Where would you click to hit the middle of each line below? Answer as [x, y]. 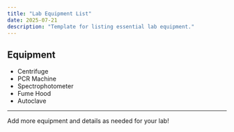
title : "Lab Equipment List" [49, 14]
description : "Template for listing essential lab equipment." [101, 26]
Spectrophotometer [45, 86]
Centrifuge [33, 72]
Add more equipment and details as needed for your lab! [88, 121]
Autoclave [32, 101]
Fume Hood [34, 94]
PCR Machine [37, 79]
